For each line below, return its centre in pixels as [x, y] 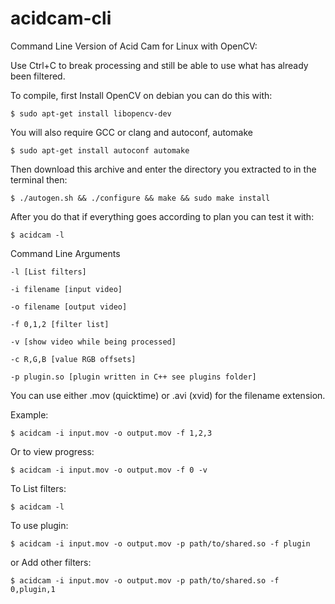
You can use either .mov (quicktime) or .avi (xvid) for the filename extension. [168, 395]
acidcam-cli [61, 18]
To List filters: [38, 488]
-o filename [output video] [69, 307]
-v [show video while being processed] [93, 342]
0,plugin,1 [33, 589]
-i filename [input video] [66, 289]
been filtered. [38, 76]
